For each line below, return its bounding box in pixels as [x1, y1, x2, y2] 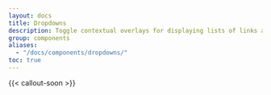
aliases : [8, 42, 38, 49]
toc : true [8, 57, 42, 65]
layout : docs [8, 11, 52, 20]
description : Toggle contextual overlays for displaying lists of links [8, 26, 258, 34]
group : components [8, 34, 70, 42]
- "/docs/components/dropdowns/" [15, 49, 128, 57]
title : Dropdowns [8, 19, 67, 27]
